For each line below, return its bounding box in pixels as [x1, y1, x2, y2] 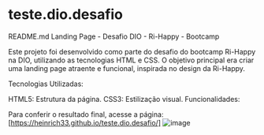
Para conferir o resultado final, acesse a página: [8, 109, 164, 119]
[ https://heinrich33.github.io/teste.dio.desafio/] [8, 118, 162, 127]
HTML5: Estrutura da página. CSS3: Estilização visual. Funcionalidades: [8, 94, 240, 103]
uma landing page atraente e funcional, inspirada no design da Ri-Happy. [8, 63, 246, 73]
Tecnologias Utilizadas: [8, 79, 84, 88]
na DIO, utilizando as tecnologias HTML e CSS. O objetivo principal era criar [8, 55, 255, 65]
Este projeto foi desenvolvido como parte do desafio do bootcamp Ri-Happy [8, 47, 256, 56]
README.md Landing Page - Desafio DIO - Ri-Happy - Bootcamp [8, 32, 220, 41]
